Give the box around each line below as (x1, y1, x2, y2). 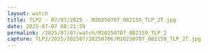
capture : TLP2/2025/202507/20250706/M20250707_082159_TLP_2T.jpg (7, 36, 201, 43)
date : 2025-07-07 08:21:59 (7, 23, 86, 30)
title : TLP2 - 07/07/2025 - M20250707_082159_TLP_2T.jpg (7, 17, 177, 23)
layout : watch (7, 10, 49, 17)
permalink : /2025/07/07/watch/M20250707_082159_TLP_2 (7, 29, 168, 36)
